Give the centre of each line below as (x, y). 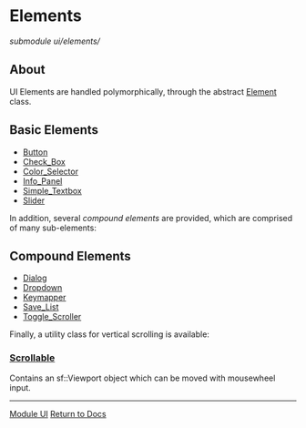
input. (20, 387)
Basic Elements (54, 130)
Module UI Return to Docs (58, 413)
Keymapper (44, 298)
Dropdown (42, 288)
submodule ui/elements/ (55, 41)
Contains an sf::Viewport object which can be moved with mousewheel (143, 378)
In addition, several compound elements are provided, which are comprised (151, 218)
